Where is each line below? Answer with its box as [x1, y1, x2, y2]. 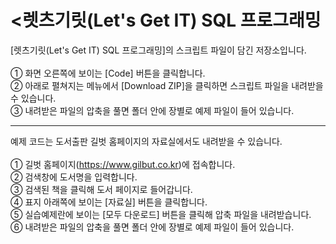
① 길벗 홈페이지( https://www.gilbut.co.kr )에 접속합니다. [10, 158, 236, 170]
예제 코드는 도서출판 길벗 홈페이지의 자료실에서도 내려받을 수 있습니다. [10, 135, 283, 147]
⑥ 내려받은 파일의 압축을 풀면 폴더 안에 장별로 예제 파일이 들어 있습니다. [10, 221, 295, 233]
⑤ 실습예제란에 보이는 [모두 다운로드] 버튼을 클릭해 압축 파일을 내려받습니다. [10, 208, 312, 220]
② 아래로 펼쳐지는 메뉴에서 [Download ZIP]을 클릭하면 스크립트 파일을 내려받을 [10, 79, 324, 91]
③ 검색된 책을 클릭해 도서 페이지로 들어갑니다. [10, 183, 193, 195]
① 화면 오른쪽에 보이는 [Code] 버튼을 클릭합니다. [10, 67, 206, 79]
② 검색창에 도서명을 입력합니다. [10, 171, 138, 183]
